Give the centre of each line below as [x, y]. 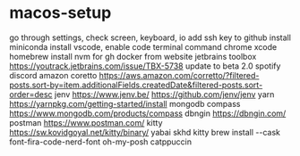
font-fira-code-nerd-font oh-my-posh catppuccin [101, 142]
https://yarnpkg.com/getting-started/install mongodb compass [125, 103]
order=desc [31, 94]
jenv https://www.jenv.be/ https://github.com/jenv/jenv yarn [164, 94]
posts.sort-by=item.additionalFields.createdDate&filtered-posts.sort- [136, 85]
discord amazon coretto [53, 75]
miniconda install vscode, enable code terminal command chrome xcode [143, 46]
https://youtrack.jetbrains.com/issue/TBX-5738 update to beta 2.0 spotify [145, 66]
